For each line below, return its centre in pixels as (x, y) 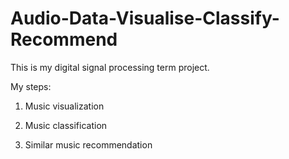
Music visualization (64, 106)
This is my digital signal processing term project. (110, 67)
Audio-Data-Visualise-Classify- (145, 18)
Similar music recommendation (88, 144)
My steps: (31, 86)
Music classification (66, 125)
